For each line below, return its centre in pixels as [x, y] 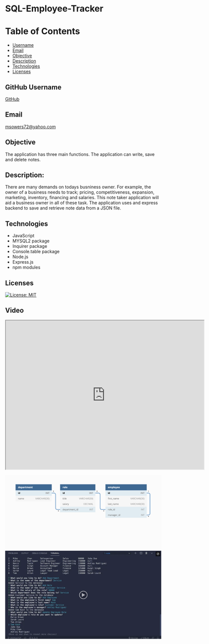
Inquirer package [30, 246]
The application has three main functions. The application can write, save [80, 154]
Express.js [23, 262]
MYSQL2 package [31, 241]
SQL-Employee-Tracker [54, 9]
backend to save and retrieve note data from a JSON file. [63, 208]
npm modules [26, 267]
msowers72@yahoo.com [30, 127]
